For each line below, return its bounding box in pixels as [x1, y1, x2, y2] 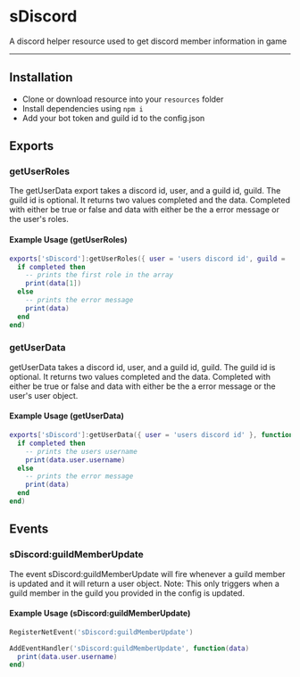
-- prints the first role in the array [25, 270, 174, 280]
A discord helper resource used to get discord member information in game [9, 36, 287, 46]
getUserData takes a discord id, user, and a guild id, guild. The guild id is [9, 361, 276, 372]
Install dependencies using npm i [21, 103, 144, 113]
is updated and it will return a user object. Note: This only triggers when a [9, 578, 279, 589]
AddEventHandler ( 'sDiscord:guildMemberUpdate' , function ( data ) [9, 644, 250, 653]
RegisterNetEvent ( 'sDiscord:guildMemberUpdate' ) [9, 627, 194, 637]
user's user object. [9, 390, 79, 400]
